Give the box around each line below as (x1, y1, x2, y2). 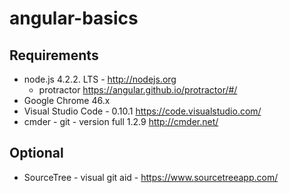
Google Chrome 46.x (23, 95, 111, 106)
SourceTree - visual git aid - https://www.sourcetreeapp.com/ (23, 171, 279, 183)
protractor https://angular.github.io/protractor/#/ (38, 84, 238, 96)
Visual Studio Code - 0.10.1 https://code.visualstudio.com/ (23, 105, 262, 117)
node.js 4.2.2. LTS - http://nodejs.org (23, 73, 177, 85)
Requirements (9, 47, 99, 64)
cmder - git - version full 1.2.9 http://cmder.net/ (23, 116, 219, 127)
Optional (9, 145, 64, 162)
